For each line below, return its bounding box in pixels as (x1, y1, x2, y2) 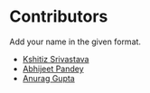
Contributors (9, 6, 108, 27)
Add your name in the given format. (9, 36, 142, 47)
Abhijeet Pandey (22, 63, 84, 74)
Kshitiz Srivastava (22, 53, 89, 64)
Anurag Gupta (22, 72, 75, 83)
